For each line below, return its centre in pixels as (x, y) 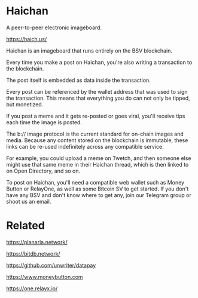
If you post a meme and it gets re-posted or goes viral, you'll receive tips (96, 116)
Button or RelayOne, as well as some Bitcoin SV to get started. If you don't (98, 189)
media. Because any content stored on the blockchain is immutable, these (97, 140)
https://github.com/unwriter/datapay (51, 265)
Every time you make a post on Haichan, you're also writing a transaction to (99, 62)
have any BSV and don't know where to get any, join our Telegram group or (99, 195)
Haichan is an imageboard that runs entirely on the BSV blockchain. (89, 50)
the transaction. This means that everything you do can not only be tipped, (98, 98)
